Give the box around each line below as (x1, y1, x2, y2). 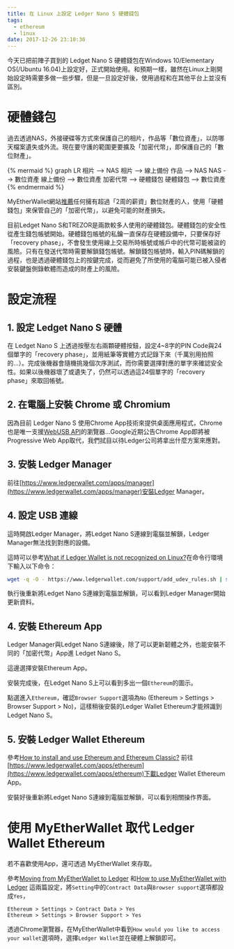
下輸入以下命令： (7, 562, 56, 570)
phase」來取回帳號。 (7, 377, 68, 385)
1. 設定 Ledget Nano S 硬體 (7, 321, 123, 333)
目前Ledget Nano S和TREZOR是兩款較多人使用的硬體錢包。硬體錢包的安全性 (7, 221, 226, 229)
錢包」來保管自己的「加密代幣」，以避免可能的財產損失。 (7, 206, 169, 215)
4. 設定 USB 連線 (7, 509, 78, 521)
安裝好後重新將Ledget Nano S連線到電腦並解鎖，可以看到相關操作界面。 (7, 793, 214, 801)
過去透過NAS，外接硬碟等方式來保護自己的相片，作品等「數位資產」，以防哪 (7, 134, 225, 143)
